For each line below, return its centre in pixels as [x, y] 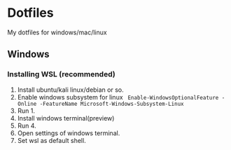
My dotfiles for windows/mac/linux [57, 32]
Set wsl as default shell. [51, 140]
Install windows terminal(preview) [66, 118]
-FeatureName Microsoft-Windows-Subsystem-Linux [112, 104]
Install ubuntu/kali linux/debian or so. [70, 90]
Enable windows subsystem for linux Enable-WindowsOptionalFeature [118, 97]
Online [27, 104]
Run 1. [26, 111]
